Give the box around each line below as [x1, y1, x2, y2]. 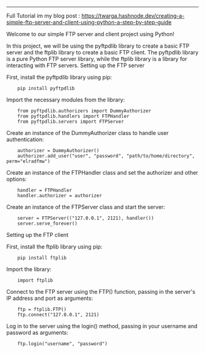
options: [6, 175, 27, 183]
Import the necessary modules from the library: [6, 96, 125, 103]
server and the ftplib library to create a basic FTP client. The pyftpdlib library [6, 49, 199, 56]
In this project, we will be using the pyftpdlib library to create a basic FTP [6, 42, 190, 49]
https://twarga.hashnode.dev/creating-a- [81, 12, 185, 19]
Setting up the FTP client [6, 231, 69, 238]
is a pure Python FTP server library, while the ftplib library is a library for [6, 56, 187, 62]
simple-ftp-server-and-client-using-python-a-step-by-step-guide [6, 19, 172, 26]
